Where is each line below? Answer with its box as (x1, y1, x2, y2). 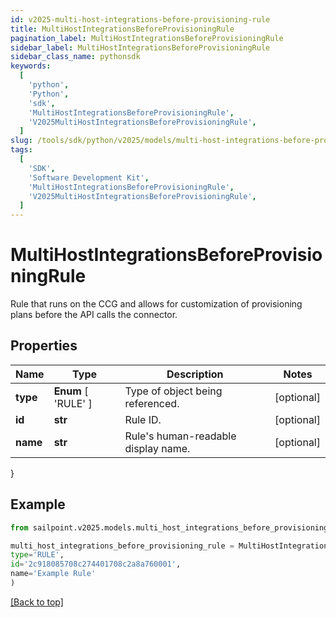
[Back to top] (10, 596, 64, 608)
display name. (124, 441, 191, 455)
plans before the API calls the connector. (10, 309, 178, 321)
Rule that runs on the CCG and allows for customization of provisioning (10, 298, 303, 310)
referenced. (124, 396, 180, 410)
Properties (10, 337, 78, 355)
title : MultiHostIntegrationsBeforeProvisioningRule (10, 24, 235, 34)
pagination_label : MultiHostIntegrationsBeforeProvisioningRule (10, 33, 284, 43)
